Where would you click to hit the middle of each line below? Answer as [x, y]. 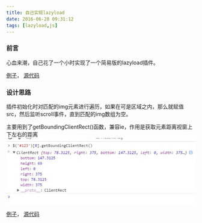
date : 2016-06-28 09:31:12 [40, 19]
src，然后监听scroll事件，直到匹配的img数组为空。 [69, 114]
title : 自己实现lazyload [35, 13]
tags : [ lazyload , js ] [32, 25]
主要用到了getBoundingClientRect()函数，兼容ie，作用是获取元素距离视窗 [97, 127]
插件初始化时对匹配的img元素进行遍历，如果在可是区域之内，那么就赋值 [95, 106]
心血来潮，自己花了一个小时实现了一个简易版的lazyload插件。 [83, 63]
